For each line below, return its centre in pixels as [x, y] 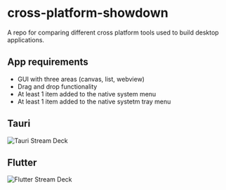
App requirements [48, 62]
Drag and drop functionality [57, 87]
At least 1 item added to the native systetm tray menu [94, 101]
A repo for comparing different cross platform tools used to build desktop [113, 32]
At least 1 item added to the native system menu [87, 94]
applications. [26, 39]
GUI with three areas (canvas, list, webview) [81, 79]
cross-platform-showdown [88, 13]
